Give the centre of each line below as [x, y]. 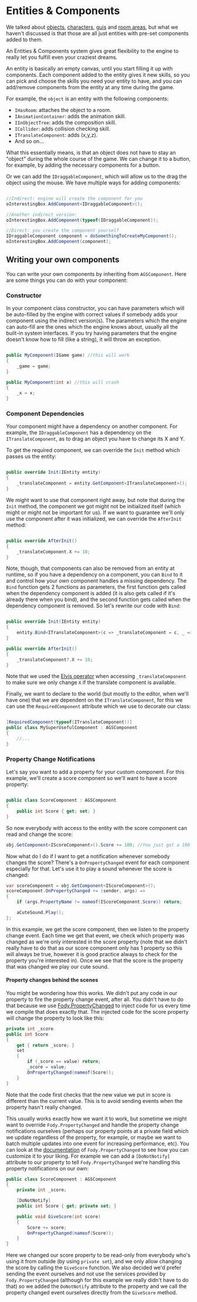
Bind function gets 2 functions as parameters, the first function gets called [96, 587]
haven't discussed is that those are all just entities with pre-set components [97, 33]
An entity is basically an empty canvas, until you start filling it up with [89, 68]
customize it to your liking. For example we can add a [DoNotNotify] [88, 1156]
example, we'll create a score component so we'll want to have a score [92, 778]
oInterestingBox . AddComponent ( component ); [59, 242]
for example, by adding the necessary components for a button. [83, 165]
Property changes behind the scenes [52, 980]
